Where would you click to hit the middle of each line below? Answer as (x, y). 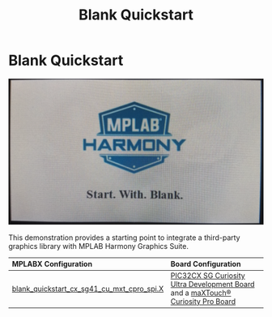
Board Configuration (206, 264)
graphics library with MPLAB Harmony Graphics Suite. (98, 246)
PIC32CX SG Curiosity (208, 276)
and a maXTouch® (201, 293)
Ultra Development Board (212, 285)
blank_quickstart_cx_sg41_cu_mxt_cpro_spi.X (88, 289)
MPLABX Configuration (52, 264)
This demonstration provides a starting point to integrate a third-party (124, 238)
